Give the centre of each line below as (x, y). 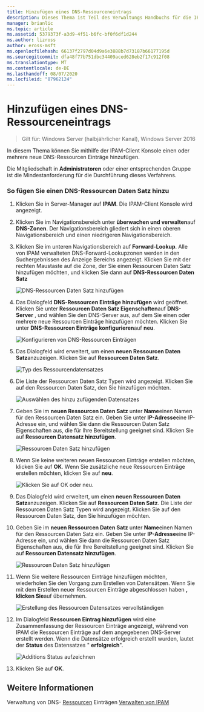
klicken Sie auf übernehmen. (51, 596)
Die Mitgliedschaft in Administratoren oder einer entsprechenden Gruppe (99, 169)
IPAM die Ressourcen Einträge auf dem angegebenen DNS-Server (98, 632)
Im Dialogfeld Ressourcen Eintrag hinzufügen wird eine (86, 619)
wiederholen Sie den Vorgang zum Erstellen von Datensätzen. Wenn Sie (105, 583)
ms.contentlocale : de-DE (38, 68)
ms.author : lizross (31, 40)
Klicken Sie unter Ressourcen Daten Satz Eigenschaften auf (90, 309)
